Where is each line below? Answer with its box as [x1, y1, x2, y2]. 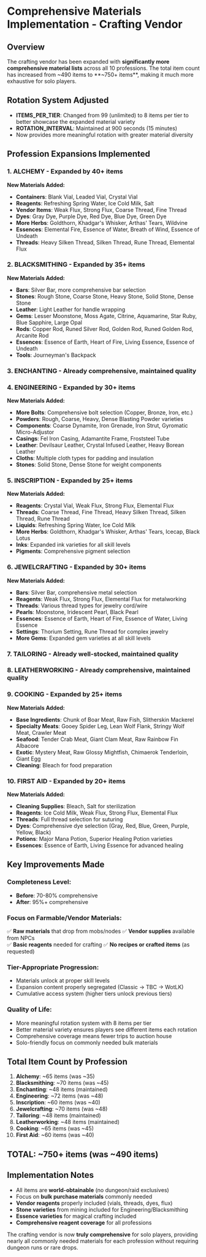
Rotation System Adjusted [7, 95, 109, 105]
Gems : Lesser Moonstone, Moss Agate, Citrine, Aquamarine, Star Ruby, [15, 312, 197, 319]
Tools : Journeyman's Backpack [15, 351, 96, 359]
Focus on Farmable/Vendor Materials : [7, 913, 122, 922]
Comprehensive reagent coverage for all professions [15, 1218, 152, 1226]
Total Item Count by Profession [7, 1057, 128, 1067]
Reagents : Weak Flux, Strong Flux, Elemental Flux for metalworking [15, 595, 186, 602]
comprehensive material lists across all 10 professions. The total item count [7, 64, 200, 72]
